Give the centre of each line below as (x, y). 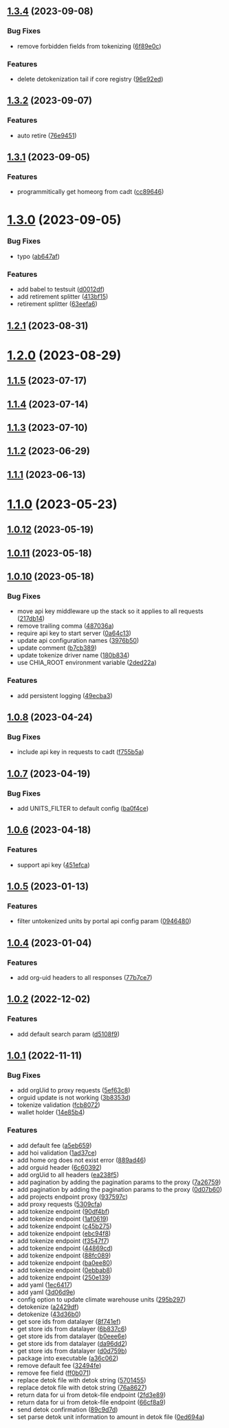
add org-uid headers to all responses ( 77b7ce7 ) (85, 978)
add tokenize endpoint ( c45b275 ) (64, 1226)
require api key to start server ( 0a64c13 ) (74, 633)
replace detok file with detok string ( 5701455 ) (81, 1380)
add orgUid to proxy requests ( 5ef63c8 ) (74, 1090)
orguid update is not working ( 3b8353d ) (74, 1098)
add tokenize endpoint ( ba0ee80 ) (64, 1262)
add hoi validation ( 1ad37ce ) (57, 1152)
